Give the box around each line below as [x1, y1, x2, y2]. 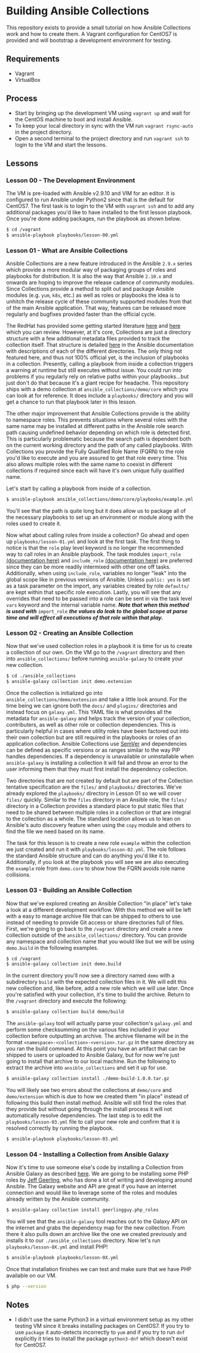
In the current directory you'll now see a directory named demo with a [6, 972, 175, 979]
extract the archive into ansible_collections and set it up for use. [6, 1064, 168, 1071]
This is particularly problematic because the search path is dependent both [6, 435, 191, 442]
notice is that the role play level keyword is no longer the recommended [6, 545, 184, 552]
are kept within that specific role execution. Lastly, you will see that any [6, 589, 181, 596]
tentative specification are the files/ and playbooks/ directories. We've [6, 783, 182, 791]
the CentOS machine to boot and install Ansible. [14, 115, 133, 123]
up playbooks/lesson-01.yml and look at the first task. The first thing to [6, 538, 180, 545]
